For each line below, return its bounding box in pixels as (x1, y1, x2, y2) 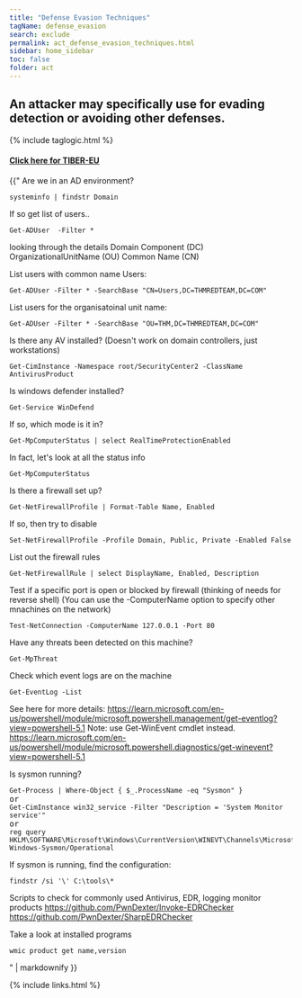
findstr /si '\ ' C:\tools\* (9, 877, 115, 886)
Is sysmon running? (9, 769, 83, 779)
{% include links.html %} (9, 979, 101, 990)
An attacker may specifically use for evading (9, 96, 265, 112)
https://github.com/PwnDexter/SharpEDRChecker (9, 911, 193, 922)
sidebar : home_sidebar (9, 47, 94, 56)
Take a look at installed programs (9, 929, 132, 940)
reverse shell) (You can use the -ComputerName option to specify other (9, 594, 276, 605)
